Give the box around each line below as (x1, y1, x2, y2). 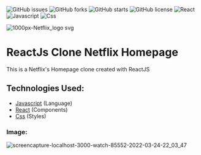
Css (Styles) (15, 112, 47, 120)
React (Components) (15, 106, 68, 113)
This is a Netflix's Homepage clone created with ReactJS (6, 65, 150, 73)
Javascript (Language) (15, 99, 72, 107)
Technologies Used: (6, 83, 85, 94)
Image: (6, 128, 28, 136)
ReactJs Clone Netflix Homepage (6, 46, 179, 59)
